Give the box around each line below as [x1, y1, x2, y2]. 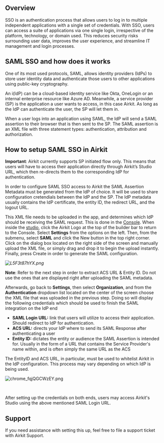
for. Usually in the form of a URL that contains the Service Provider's [12, 341, 151, 347]
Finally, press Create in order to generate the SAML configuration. [5, 251, 138, 257]
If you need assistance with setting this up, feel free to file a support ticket [5, 427, 156, 433]
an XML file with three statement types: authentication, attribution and [5, 126, 147, 132]
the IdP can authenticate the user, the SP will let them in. [5, 106, 119, 112]
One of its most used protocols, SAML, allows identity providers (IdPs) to [5, 70, 152, 76]
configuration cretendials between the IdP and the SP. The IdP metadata [5, 194, 151, 200]
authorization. [5, 131, 33, 137]
